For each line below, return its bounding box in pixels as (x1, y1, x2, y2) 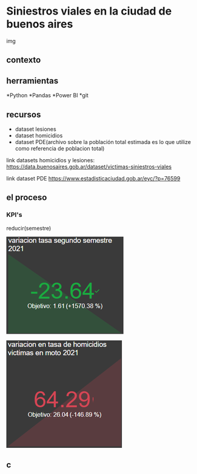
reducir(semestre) (6, 224, 52, 232)
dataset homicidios (15, 132, 63, 139)
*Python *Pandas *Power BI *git (6, 92, 89, 99)
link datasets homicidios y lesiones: (6, 156, 95, 163)
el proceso (6, 193, 47, 203)
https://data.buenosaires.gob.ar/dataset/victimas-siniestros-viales (6, 163, 172, 170)
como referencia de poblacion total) (15, 145, 105, 152)
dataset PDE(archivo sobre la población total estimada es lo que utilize (15, 138, 191, 145)
